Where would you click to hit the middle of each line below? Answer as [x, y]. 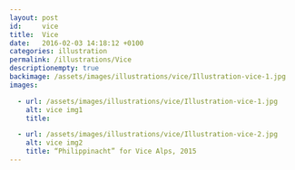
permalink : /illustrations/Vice [70, 60]
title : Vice [34, 34]
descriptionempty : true [54, 69]
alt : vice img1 [54, 109]
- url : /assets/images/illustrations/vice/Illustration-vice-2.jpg [148, 135]
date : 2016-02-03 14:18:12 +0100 [77, 43]
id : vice [34, 26]
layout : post [34, 18]
